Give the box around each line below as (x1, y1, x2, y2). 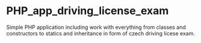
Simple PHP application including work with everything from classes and (6, 24, 187, 31)
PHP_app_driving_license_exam (6, 4, 169, 18)
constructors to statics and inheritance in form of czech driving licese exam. (6, 29, 196, 37)
